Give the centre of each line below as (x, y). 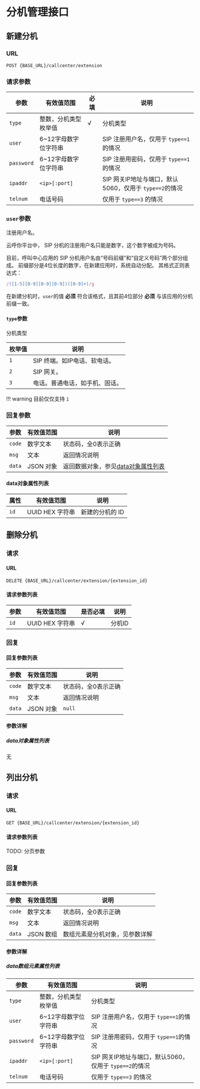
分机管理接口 (38, 12)
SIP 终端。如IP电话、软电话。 (74, 361)
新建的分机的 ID (102, 512)
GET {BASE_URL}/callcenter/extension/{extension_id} (73, 823)
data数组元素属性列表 (33, 966)
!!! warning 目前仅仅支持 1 (38, 399)
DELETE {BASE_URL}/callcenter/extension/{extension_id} (77, 581)
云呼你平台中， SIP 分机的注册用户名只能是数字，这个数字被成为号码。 (93, 245)
